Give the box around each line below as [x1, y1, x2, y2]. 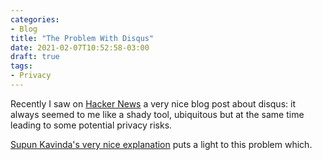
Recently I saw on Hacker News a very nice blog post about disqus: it [10, 97, 296, 110]
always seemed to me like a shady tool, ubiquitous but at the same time [10, 108, 305, 120]
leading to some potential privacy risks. [10, 119, 173, 131]
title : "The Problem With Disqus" [10, 33, 155, 43]
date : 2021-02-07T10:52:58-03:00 [10, 42, 150, 53]
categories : [10, 14, 60, 25]
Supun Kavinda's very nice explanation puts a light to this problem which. [10, 138, 313, 150]
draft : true [10, 52, 60, 62]
